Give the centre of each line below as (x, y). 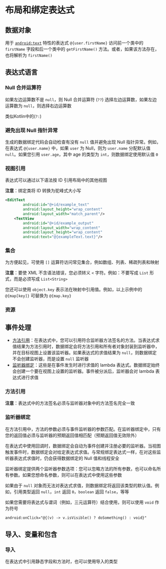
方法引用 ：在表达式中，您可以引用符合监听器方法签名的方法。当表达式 (84, 341)
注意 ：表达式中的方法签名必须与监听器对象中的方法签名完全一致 (70, 403)
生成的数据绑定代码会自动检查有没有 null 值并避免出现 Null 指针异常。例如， (83, 142)
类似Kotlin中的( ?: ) (23, 116)
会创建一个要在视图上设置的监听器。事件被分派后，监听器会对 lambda (83, 371)
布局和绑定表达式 (40, 10)
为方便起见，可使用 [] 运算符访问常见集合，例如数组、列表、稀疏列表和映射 (82, 262)
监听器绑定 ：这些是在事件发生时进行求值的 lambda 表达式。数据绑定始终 (86, 365)
